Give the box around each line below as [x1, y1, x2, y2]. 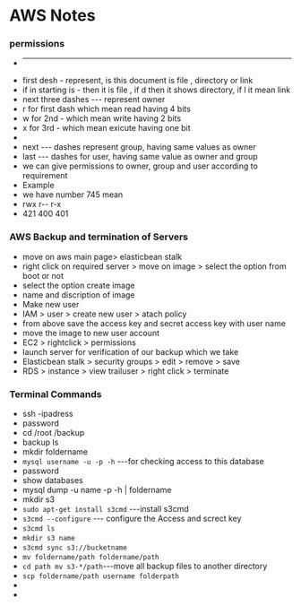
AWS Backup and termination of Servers [9, 230, 188, 243]
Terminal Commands [9, 387, 102, 400]
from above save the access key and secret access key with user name [21, 317, 287, 328]
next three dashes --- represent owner [21, 94, 166, 105]
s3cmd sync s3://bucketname [21, 543, 127, 552]
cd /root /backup [21, 428, 85, 438]
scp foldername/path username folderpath [21, 572, 179, 581]
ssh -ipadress [21, 409, 73, 420]
